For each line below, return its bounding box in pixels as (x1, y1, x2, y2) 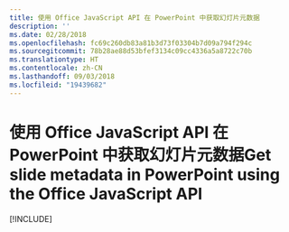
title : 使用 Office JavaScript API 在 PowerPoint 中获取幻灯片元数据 (9, 13, 260, 23)
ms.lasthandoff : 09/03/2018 (9, 72, 116, 81)
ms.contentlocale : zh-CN (9, 64, 103, 73)
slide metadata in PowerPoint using (9, 164, 280, 185)
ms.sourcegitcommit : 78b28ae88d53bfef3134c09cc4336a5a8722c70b (9, 47, 253, 56)
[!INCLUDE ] (9, 213, 52, 224)
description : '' (9, 22, 70, 31)
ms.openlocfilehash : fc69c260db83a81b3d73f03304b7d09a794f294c (9, 38, 253, 48)
